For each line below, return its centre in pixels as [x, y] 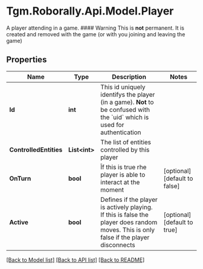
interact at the [120, 182]
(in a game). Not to [127, 102]
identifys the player [128, 94]
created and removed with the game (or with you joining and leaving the [96, 34]
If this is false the [125, 215]
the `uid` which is [125, 117]
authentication [121, 132]
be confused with [125, 109]
